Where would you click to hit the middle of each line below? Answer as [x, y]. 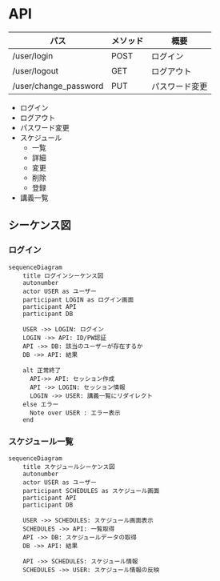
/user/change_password [58, 86]
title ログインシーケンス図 [63, 276]
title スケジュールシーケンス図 [69, 467]
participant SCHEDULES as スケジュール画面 [91, 491]
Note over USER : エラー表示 [75, 413]
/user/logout [35, 70]
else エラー [41, 404]
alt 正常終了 [42, 370]
